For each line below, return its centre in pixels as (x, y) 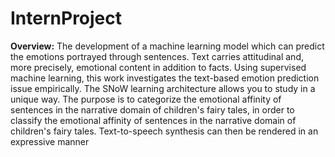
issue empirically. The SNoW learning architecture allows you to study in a (163, 88)
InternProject (66, 18)
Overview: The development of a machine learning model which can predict (167, 46)
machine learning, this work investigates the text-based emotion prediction (165, 78)
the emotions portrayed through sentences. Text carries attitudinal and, (157, 56)
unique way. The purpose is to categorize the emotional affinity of (146, 99)
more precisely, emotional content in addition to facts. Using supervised (158, 67)
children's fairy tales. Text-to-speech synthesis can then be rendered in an (164, 131)
